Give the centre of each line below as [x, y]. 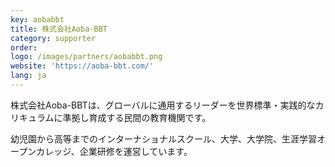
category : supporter [53, 38]
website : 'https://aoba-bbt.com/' [82, 66]
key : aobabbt [37, 19]
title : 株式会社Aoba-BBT [59, 29]
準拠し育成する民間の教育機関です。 [137, 117]
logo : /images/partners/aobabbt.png [86, 57]
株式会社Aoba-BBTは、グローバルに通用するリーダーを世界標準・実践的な [163, 105]
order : [24, 47]
